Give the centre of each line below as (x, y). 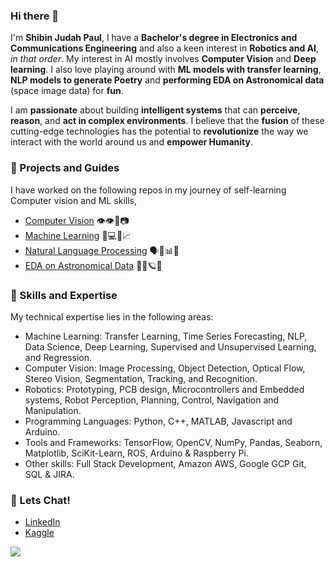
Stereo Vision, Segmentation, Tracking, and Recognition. (141, 378)
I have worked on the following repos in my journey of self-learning (148, 190)
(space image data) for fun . (67, 91)
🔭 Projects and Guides (65, 168)
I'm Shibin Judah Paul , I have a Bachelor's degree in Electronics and (154, 38)
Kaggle (39, 533)
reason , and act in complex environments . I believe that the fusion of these (167, 121)
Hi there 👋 (35, 16)
